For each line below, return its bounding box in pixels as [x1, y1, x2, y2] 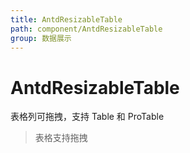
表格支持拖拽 [34, 132, 88, 144]
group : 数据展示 [10, 33, 72, 43]
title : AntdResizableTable [10, 14, 123, 25]
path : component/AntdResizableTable [10, 24, 163, 34]
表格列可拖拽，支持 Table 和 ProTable [10, 111, 165, 123]
